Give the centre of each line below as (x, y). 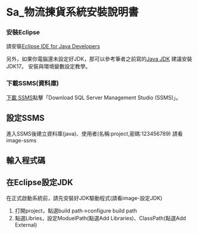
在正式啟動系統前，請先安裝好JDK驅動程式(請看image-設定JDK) (84, 198)
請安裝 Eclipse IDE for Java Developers (53, 46)
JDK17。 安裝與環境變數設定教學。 (48, 67)
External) (26, 224)
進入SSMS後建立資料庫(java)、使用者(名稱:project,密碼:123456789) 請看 (95, 133)
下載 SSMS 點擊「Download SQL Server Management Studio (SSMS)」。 (94, 97)
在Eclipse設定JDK (40, 182)
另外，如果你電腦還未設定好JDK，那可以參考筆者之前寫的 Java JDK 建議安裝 (99, 59)
